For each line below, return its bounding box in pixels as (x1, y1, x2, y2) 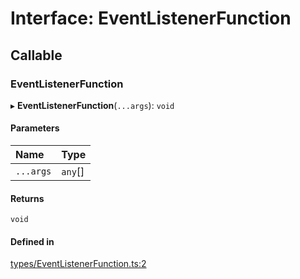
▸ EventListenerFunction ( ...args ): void (10, 99, 175, 111)
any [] (61, 165, 85, 179)
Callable (10, 47, 63, 64)
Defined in (10, 235, 55, 247)
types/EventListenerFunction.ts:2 (10, 258, 147, 270)
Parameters (10, 122, 60, 134)
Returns (10, 192, 45, 204)
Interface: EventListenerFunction (10, 7, 292, 30)
